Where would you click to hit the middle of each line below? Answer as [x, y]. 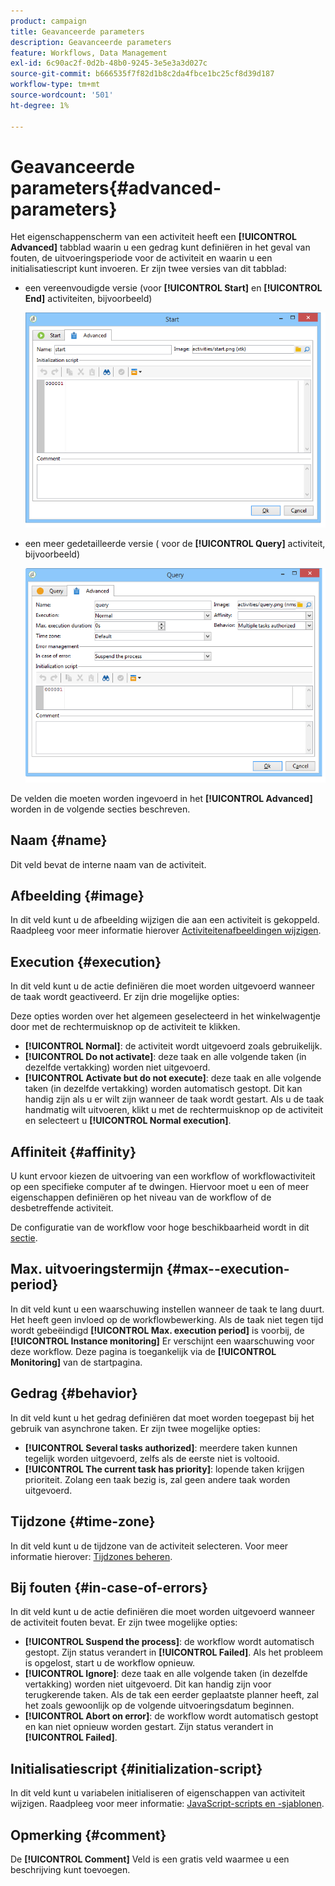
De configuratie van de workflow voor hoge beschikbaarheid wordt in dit [160, 1227]
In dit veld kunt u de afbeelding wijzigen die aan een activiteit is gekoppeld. [165, 920]
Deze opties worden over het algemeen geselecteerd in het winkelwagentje [165, 1016]
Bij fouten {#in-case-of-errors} [109, 1587]
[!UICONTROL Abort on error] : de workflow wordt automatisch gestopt [171, 1716]
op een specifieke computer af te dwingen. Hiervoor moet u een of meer [160, 1187]
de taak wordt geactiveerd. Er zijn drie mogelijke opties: [125, 997]
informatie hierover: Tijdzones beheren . [91, 1556]
